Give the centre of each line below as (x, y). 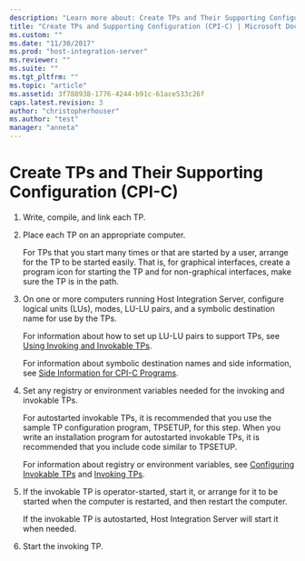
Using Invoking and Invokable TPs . (87, 346)
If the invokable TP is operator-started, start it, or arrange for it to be (150, 491)
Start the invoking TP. (63, 546)
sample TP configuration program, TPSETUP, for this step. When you (152, 427)
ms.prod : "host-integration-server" (79, 52)
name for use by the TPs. (69, 318)
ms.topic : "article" (49, 85)
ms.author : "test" (44, 119)
